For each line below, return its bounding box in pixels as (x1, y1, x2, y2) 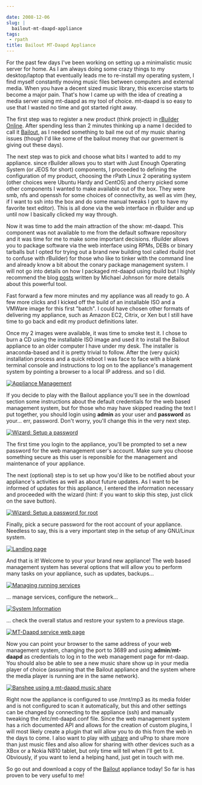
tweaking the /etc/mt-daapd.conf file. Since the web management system (6, 715, 191, 722)
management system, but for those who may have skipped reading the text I (6, 405, 197, 411)
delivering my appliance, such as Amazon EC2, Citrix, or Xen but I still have (6, 311, 194, 318)
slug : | (6, 19, 26, 26)
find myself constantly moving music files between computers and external (6, 78, 194, 85)
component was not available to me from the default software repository (6, 229, 187, 236)
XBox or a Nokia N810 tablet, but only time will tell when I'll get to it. (6, 748, 174, 754)
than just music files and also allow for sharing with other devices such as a (6, 741, 195, 748)
